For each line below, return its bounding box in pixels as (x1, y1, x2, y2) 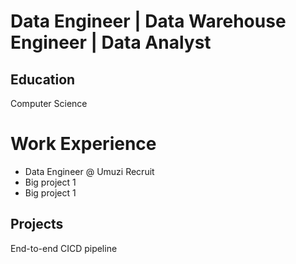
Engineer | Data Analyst (10, 31, 212, 54)
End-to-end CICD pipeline (10, 242, 118, 254)
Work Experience (10, 133, 157, 155)
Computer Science (10, 98, 88, 109)
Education (10, 71, 76, 88)
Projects (10, 216, 64, 233)
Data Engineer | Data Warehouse (10, 10, 287, 33)
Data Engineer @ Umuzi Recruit (24, 165, 155, 177)
